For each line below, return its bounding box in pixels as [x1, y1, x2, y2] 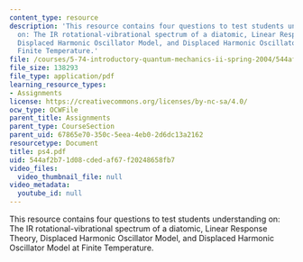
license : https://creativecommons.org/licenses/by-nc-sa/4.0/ [9, 96, 248, 106]
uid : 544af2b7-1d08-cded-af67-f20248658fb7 [9, 155, 176, 165]
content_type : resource [9, 13, 99, 23]
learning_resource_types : [9, 80, 106, 89]
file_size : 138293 [9, 64, 78, 73]
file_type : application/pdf [9, 72, 115, 81]
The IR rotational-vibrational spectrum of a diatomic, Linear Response [9, 223, 268, 234]
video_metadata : [9, 181, 70, 190]
